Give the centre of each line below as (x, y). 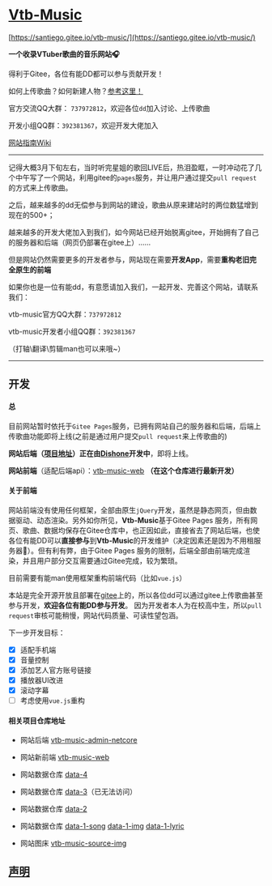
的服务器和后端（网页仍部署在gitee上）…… (80, 242)
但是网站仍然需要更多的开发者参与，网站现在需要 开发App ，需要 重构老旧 (129, 259)
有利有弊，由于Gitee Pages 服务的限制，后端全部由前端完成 (144, 550)
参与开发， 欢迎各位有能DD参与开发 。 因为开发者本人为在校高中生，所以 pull (135, 605)
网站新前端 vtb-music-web (65, 757)
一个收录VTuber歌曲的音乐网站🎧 (64, 53)
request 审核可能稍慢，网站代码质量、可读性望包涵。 (96, 615)
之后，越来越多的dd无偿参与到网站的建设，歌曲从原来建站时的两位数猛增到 (134, 205)
